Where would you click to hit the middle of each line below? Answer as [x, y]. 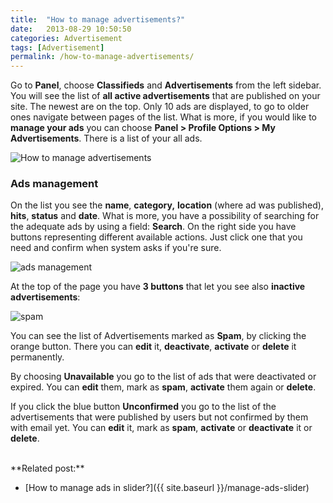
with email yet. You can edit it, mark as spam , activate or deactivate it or [161, 428]
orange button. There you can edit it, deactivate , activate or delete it [153, 347]
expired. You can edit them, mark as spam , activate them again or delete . [163, 387]
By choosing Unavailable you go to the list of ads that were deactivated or [163, 377]
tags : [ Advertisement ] [57, 47]
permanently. [37, 357]
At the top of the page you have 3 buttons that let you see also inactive [158, 287]
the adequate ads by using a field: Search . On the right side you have [153, 227]
